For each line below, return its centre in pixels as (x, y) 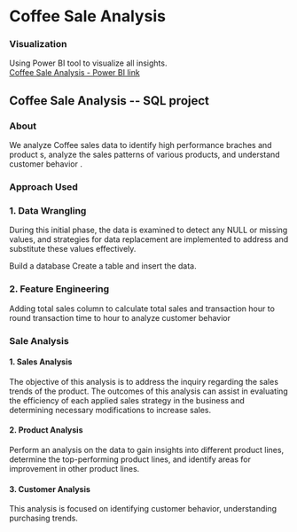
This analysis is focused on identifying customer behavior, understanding (143, 509)
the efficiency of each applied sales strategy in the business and (127, 400)
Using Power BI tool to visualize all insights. (88, 63)
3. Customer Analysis (50, 489)
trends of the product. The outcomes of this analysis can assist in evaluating (148, 391)
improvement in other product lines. (74, 469)
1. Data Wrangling (48, 211)
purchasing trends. (43, 518)
